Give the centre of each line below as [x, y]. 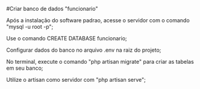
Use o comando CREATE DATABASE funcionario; [67, 38]
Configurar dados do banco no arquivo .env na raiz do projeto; [84, 50]
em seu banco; [25, 68]
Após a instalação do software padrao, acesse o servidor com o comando [98, 20]
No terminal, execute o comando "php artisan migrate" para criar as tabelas [100, 62]
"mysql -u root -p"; [30, 27]
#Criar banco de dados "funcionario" [52, 9]
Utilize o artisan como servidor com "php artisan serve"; [76, 80]
